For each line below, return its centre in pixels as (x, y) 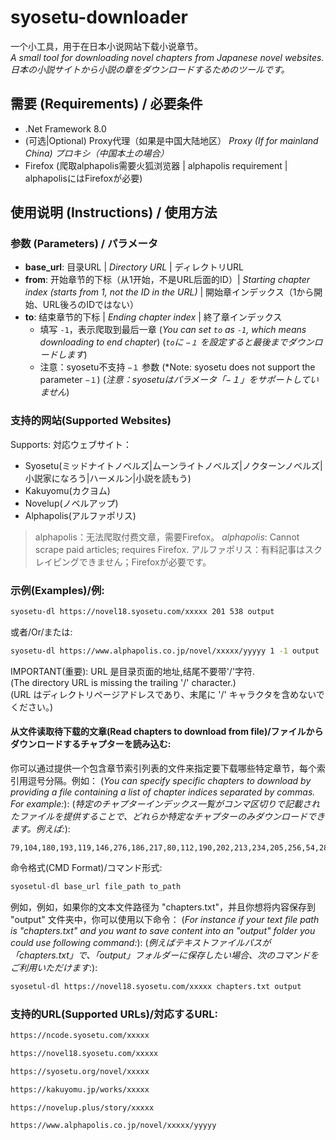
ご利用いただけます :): (54, 967)
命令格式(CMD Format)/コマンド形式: (86, 867)
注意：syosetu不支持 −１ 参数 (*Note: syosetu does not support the (177, 367)
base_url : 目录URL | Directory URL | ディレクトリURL (134, 267)
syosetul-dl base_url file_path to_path (96, 886)
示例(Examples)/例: (57, 590)
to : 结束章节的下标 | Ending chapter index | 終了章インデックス (153, 317)
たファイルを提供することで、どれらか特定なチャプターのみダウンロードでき (167, 816)
